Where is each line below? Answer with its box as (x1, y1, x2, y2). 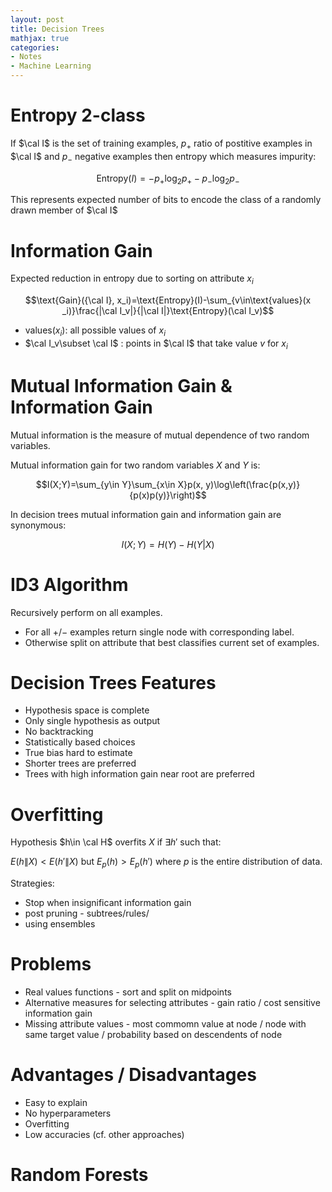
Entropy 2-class (10, 104, 146, 127)
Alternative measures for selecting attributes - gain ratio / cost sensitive (24, 997, 321, 1009)
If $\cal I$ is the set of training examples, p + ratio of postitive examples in (10, 137, 313, 151)
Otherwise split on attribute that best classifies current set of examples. (24, 636, 320, 648)
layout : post (10, 14, 65, 25)
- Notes (10, 52, 43, 62)
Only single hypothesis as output (24, 715, 161, 727)
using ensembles (24, 918, 96, 930)
